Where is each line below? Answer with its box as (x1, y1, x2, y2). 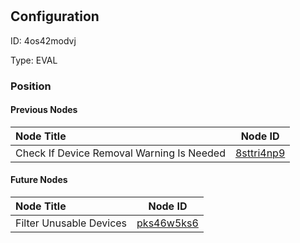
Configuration (10, 8, 100, 25)
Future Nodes (10, 174, 68, 186)
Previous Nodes (10, 104, 78, 116)
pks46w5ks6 (136, 216, 199, 230)
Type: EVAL (10, 54, 58, 66)
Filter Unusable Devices (15, 216, 128, 230)
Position (10, 79, 52, 93)
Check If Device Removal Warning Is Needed (15, 146, 226, 160)
